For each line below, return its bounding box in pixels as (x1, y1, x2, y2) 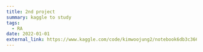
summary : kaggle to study (6, 14, 71, 20)
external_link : (6, 36, 45, 42)
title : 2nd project (6, 8, 56, 15)
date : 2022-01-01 (6, 31, 50, 37)
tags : (6, 20, 20, 26)
